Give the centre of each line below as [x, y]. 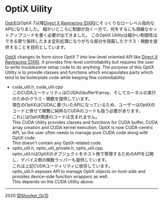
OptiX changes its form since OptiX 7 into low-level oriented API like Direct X [81, 57]
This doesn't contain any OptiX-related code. [57, 143]
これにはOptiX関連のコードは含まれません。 [56, 117]
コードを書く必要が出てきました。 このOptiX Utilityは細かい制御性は [90, 35]
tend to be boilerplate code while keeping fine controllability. [65, 77]
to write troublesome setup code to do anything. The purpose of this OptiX [80, 67]
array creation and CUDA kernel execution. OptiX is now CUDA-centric [83, 127]
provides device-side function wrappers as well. [60, 176]
